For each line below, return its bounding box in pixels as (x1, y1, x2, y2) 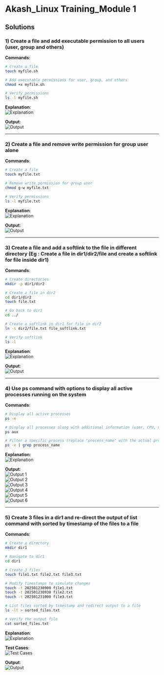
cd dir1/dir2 (5, 295, 32, 300)
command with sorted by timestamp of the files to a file (5, 520, 139, 527)
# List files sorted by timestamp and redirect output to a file (5, 603, 141, 609)
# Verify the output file (5, 616, 58, 621)
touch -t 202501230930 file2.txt (5, 590, 73, 595)
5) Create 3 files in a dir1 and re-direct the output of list (5, 514, 138, 521)
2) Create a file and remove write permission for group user (5, 141, 148, 148)
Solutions (5, 23, 35, 31)
